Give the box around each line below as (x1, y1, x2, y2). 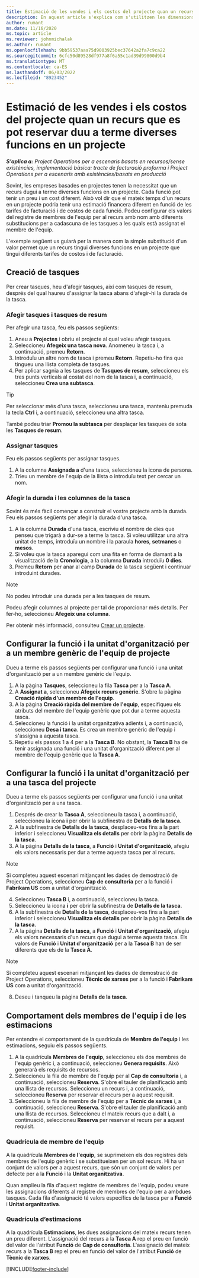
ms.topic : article (6, 31, 52, 37)
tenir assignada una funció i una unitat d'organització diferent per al (14, 745, 180, 752)
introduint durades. (14, 569, 62, 576)
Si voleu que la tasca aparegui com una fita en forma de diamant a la (14, 550, 182, 558)
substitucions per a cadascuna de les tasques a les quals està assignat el (6, 220, 185, 227)
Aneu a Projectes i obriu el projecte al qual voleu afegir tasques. (14, 336, 172, 343)
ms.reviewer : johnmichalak (6, 36, 73, 42)
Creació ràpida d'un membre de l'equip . (14, 694, 114, 701)
